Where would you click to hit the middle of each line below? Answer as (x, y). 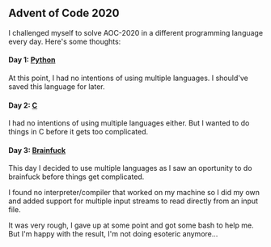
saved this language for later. (57, 87)
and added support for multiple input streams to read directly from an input (133, 201)
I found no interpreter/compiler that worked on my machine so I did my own (134, 193)
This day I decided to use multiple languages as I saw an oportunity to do (130, 168)
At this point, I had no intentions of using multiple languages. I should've (128, 78)
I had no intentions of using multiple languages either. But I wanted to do (129, 123)
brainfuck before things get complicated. (76, 177)
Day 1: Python (32, 60)
